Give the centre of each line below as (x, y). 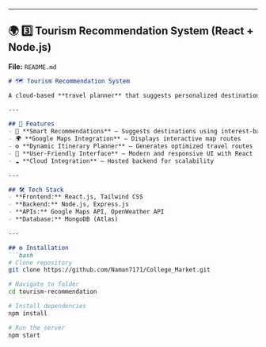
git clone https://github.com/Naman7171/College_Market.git (110, 270)
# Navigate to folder (44, 284)
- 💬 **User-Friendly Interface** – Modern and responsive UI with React (131, 153)
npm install (28, 313)
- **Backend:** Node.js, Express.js (68, 204)
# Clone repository (40, 263)
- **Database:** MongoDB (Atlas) (63, 219)
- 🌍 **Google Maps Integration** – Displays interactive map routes (125, 139)
